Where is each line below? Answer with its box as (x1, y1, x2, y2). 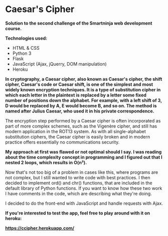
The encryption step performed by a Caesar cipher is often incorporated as (5, 117, 161, 124)
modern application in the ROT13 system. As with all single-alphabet (5, 128, 146, 134)
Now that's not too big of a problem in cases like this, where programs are (5, 169, 158, 175)
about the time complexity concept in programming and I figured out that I (5, 154, 162, 160)
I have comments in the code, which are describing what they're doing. (5, 190, 152, 196)
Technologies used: (5, 35, 48, 41)
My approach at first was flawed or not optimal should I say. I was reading (5, 149, 162, 155)
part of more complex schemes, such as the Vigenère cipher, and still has (5, 123, 157, 129)
